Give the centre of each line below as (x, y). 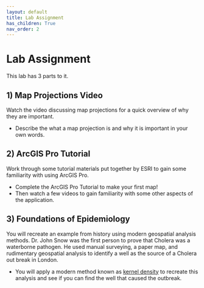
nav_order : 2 (23, 29)
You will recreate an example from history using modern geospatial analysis (101, 234)
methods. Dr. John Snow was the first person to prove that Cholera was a (98, 240)
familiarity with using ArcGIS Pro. (48, 175)
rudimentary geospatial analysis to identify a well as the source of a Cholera (101, 253)
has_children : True (31, 23)
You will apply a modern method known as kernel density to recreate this (107, 272)
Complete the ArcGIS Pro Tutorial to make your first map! (86, 187)
